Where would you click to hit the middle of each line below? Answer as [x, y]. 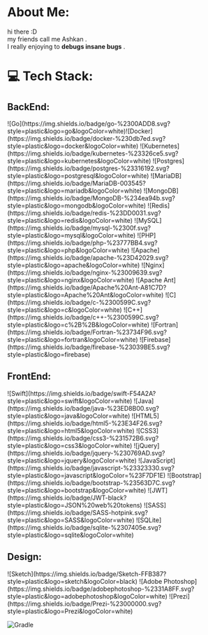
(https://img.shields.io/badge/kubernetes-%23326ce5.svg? [93, 153]
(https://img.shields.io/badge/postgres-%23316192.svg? [88, 168]
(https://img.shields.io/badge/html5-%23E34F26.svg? [85, 423]
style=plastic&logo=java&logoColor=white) [69, 416]
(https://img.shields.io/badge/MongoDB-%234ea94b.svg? [91, 198]
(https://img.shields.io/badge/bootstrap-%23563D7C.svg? [91, 483]
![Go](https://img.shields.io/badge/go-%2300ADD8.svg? [89, 123]
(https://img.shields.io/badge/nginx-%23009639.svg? [85, 272]
